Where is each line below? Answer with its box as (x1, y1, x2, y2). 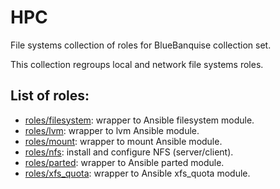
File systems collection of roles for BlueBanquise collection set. (10, 39, 272, 51)
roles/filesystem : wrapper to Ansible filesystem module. (24, 114, 255, 126)
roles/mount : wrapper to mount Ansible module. (24, 135, 223, 147)
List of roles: (10, 87, 90, 105)
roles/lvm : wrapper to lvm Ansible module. (24, 124, 200, 136)
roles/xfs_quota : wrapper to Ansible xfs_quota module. (24, 167, 251, 179)
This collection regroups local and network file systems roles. (10, 58, 264, 70)
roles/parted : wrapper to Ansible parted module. (24, 156, 225, 168)
